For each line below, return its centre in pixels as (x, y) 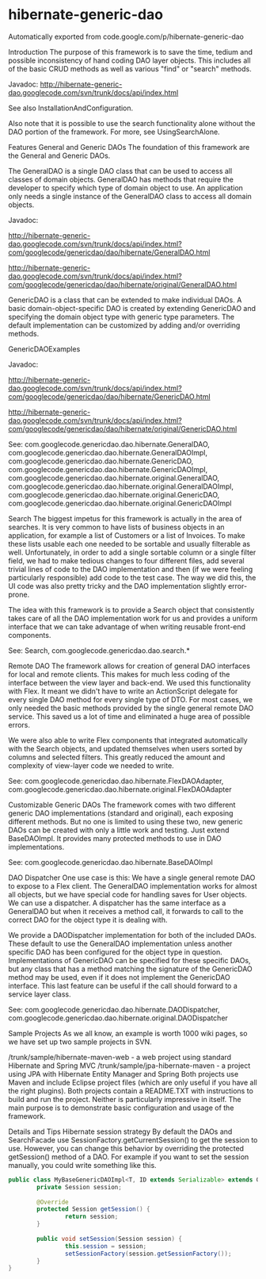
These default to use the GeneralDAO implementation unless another (120, 943)
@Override (53, 1202)
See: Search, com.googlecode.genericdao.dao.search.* (99, 650)
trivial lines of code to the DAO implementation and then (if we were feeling (131, 569)
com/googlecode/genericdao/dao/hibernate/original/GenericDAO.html (123, 428)
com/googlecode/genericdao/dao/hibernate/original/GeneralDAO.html (123, 284)
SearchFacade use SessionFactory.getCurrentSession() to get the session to (133, 1139)
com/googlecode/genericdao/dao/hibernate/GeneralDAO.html (109, 252)
